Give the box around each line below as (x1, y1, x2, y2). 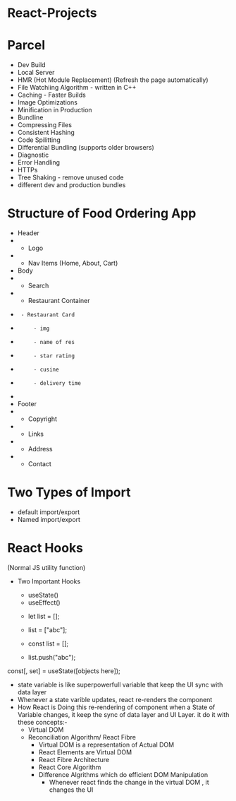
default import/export (17, 508, 80, 516)
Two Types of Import (7, 485, 131, 501)
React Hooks (7, 540, 83, 556)
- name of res (33, 339, 75, 346)
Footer (17, 400, 37, 408)
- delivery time (33, 380, 81, 387)
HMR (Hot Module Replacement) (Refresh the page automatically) (17, 76, 209, 84)
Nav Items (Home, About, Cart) (27, 259, 118, 268)
